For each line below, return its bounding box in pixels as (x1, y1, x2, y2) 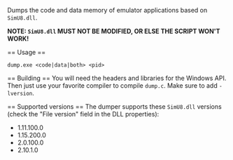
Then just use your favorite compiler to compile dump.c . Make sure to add (7, 81, 218, 90)
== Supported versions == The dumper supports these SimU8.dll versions (7, 102, 222, 111)
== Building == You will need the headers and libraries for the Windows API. (7, 74, 227, 82)
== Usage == (7, 48, 46, 56)
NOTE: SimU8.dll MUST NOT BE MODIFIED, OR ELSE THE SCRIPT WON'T (7, 27, 220, 35)
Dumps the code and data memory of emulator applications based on (7, 6, 208, 14)
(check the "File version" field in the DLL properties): (7, 110, 160, 118)
